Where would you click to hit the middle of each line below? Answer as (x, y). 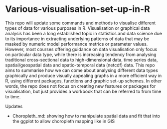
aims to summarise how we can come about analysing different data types (82, 70)
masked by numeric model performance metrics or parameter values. (77, 44)
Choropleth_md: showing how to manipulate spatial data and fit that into (86, 116)
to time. (13, 97)
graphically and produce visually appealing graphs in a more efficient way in (83, 75)
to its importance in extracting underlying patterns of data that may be (77, 39)
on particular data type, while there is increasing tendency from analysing (81, 54)
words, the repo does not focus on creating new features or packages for (81, 86)
